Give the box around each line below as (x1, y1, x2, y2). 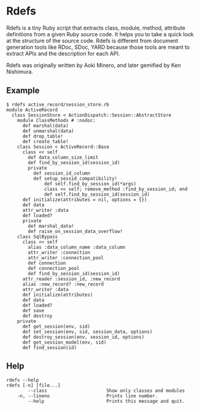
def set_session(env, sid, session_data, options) (22, 328, 153, 335)
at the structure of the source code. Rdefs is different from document (6, 37, 178, 44)
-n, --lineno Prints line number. (17, 392, 158, 399)
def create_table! (22, 138, 69, 144)
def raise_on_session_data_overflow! (28, 228, 123, 234)
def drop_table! (22, 133, 63, 139)
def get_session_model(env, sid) (22, 339, 107, 345)
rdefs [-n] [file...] (6, 382, 61, 388)
